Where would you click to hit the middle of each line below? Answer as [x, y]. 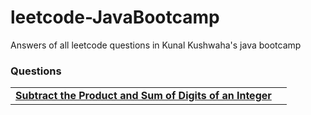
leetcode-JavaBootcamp [115, 17]
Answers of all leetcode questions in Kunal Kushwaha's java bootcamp [156, 45]
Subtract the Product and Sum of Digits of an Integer [143, 96]
